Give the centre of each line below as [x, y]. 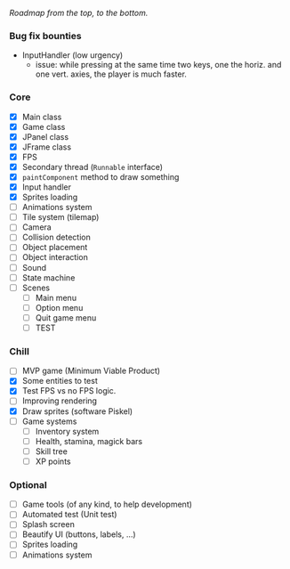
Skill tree [52, 451]
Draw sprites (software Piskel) [77, 411]
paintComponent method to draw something [101, 176]
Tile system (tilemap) [60, 217]
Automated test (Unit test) [69, 515]
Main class [42, 117]
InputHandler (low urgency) [72, 55]
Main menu [56, 297]
